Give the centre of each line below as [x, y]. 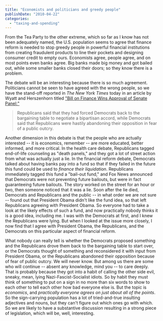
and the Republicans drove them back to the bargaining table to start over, [80, 246]
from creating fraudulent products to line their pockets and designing [74, 53]
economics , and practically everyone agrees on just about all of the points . [80, 293]
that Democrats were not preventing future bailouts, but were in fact [73, 180]
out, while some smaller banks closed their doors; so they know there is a [79, 68]
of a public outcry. [35, 129]
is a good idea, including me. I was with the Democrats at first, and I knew [79, 216]
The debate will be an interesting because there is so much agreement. [76, 83]
